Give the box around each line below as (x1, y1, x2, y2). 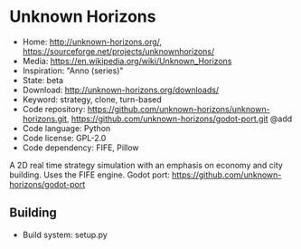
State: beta (22, 74, 64, 85)
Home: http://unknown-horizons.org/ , (22, 36, 163, 47)
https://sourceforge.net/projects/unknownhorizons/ (22, 45, 215, 56)
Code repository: (22, 103, 86, 114)
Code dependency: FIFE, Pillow (22, 142, 139, 153)
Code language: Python (22, 122, 111, 133)
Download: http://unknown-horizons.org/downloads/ (22, 84, 220, 95)
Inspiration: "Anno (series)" (22, 65, 124, 76)
